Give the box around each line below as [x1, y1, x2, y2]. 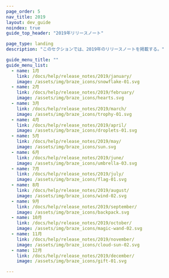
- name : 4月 [11, 116, 40, 123]
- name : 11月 [11, 231, 42, 237]
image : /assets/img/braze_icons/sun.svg [16, 144, 116, 150]
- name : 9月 [11, 198, 40, 204]
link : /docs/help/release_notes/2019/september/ [16, 204, 137, 210]
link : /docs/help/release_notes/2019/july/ [16, 171, 125, 177]
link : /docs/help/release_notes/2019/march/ [16, 106, 127, 112]
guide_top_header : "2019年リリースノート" [6, 30, 104, 36]
